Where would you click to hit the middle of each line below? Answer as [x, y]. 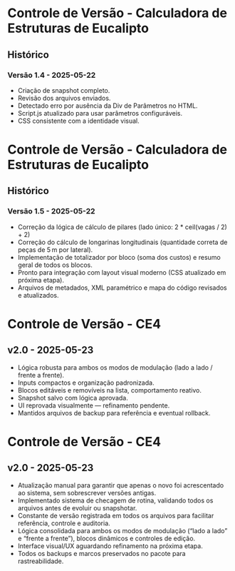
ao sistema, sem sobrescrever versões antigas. [87, 492]
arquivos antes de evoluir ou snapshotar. [77, 507]
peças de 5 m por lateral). [55, 249]
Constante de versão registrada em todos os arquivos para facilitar [116, 515]
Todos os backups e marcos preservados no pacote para [102, 553]
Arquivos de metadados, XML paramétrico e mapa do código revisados [122, 288]
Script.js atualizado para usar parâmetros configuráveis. [100, 113]
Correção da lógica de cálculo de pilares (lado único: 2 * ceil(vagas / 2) [122, 227]
